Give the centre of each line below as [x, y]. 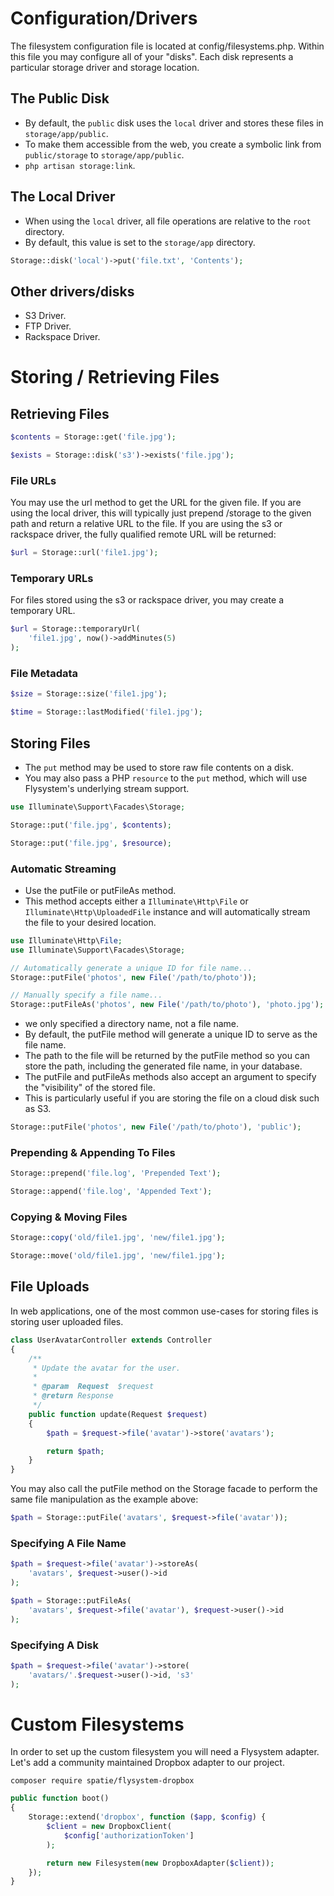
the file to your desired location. [90, 922]
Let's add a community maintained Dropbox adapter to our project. [147, 1763]
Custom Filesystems [97, 1724]
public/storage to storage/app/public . [104, 154]
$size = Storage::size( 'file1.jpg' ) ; [89, 694]
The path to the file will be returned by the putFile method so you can [167, 1056]
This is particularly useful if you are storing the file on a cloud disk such [172, 1098]
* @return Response [73, 1396]
